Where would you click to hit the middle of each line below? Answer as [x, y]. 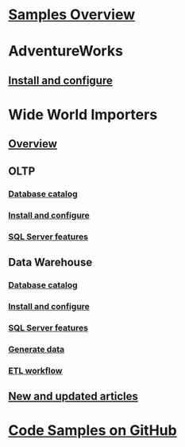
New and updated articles [73, 396]
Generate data [37, 349]
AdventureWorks [66, 51]
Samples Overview [72, 15]
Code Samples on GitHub [92, 431]
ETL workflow [35, 371]
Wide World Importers [83, 114]
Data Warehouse [50, 262]
